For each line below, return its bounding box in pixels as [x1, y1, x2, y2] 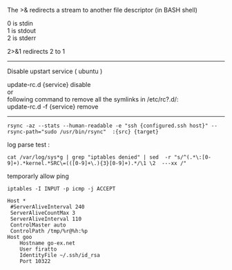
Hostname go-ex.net [19, 240, 76, 247]
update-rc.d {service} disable [7, 81, 91, 88]
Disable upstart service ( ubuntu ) [7, 67, 103, 75]
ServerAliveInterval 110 [10, 215, 81, 222]
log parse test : [7, 141, 50, 148]
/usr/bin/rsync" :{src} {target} [59, 128, 159, 135]
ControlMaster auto [10, 222, 67, 229]
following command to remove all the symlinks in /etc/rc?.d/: [7, 95, 179, 103]
